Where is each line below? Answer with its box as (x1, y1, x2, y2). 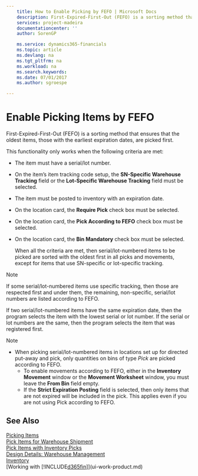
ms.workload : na (16, 63, 57, 69)
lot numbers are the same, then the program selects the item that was (6, 319, 176, 326)
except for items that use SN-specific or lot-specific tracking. (14, 260, 164, 267)
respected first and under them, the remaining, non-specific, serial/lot (6, 289, 176, 296)
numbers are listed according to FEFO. (6, 295, 100, 303)
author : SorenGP (16, 31, 57, 37)
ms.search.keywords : (16, 69, 67, 75)
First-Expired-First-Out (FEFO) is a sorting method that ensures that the (6, 130, 180, 137)
